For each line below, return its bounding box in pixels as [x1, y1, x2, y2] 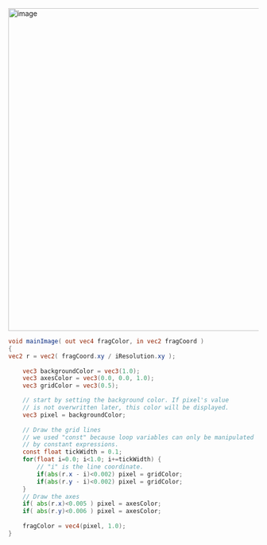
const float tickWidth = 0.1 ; [22, 448, 123, 457]
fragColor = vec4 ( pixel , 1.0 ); [22, 522, 126, 530]
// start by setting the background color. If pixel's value [22, 396, 229, 405]
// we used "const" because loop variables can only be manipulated [22, 433, 254, 441]
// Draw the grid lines [22, 425, 102, 433]
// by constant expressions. [22, 441, 119, 449]
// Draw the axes [22, 492, 80, 500]
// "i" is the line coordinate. [37, 463, 145, 471]
